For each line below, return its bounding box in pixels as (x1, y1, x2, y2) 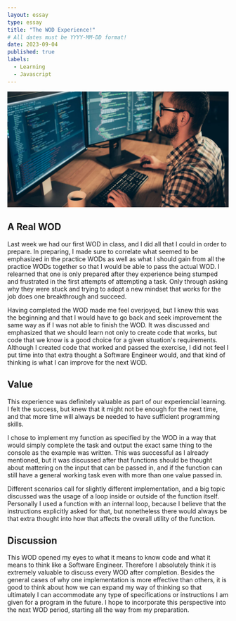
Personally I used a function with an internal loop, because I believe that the (7, 499, 227, 508)
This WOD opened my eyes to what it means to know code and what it (7, 553, 211, 562)
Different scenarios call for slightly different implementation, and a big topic (7, 484, 226, 493)
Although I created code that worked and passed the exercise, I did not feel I (7, 343, 229, 351)
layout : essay (7, 11, 49, 18)
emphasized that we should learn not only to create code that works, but (7, 328, 218, 337)
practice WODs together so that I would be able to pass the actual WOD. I (7, 262, 220, 270)
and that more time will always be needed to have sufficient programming (7, 412, 220, 420)
